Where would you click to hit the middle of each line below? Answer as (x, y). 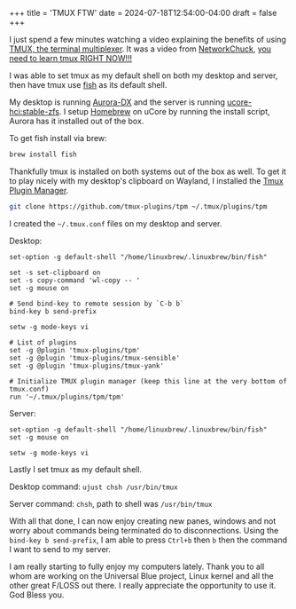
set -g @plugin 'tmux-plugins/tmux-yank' (87, 366)
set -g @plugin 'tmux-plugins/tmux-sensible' (94, 358)
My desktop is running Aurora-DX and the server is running (117, 102)
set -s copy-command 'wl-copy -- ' (75, 280)
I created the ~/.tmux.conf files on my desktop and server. (116, 223)
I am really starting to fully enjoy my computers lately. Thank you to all (137, 566)
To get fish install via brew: (58, 138)
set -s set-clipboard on (55, 273)
